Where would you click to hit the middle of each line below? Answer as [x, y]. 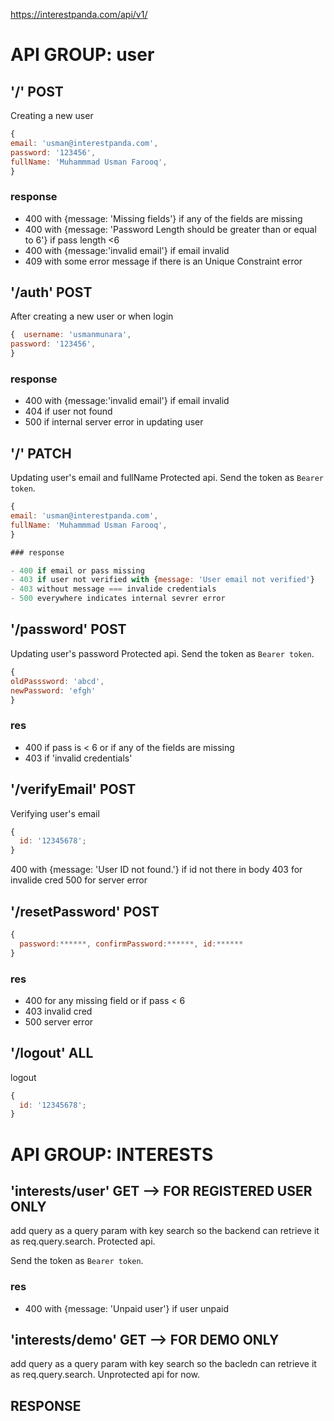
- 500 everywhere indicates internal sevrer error [118, 599]
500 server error [59, 1021]
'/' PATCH [41, 453]
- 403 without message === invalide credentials [113, 589]
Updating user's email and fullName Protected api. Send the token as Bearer [167, 478]
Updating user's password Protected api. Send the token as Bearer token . [162, 653]
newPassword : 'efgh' [53, 690]
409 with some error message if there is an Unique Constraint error [163, 261]
